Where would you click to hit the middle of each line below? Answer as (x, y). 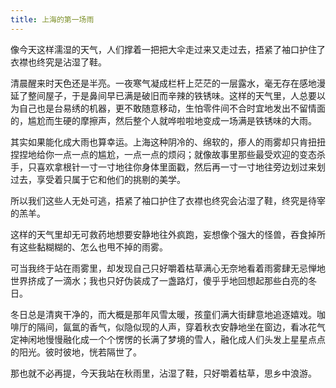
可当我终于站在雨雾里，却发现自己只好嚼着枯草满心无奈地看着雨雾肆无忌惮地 (168, 268)
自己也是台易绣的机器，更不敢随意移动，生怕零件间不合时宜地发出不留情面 (172, 108)
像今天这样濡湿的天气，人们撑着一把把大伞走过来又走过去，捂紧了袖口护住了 (168, 49)
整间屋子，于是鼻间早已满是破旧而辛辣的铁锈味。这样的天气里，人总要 (172, 95)
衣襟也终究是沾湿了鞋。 (58, 62)
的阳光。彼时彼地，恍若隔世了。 (76, 352)
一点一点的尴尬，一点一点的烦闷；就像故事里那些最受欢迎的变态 (185, 154)
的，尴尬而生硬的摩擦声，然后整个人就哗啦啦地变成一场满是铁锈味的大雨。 (163, 120)
